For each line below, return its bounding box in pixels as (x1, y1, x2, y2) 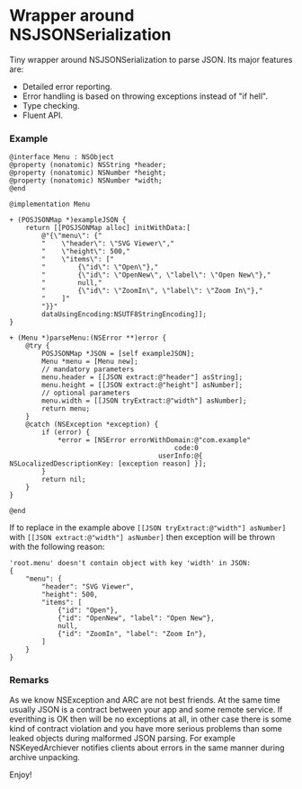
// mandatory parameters (41, 365, 135, 374)
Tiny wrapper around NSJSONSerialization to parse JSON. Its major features (9, 54, 293, 65)
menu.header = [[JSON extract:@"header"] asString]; (41, 373, 244, 382)
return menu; (41, 404, 91, 413)
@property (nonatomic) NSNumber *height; (9, 168, 167, 178)
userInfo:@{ (157, 451, 203, 461)
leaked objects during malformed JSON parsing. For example (9, 732, 236, 743)
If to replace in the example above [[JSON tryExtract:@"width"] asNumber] (9, 522, 287, 533)
